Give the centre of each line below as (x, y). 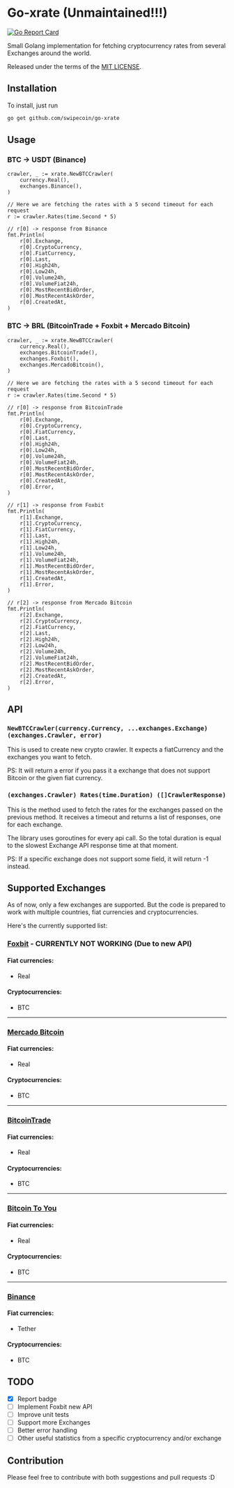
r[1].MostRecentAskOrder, (57, 572)
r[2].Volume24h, (44, 651)
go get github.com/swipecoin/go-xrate (63, 118)
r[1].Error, (37, 584)
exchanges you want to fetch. (50, 757)
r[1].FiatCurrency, (48, 529)
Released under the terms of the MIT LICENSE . (74, 66)
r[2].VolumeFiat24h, (49, 658)
